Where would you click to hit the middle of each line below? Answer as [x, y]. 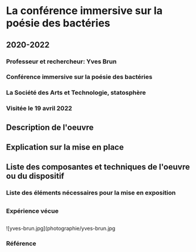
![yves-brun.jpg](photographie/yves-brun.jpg [61, 229]
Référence [21, 244]
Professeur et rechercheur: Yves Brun [61, 61]
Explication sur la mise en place [65, 147]
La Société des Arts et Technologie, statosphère [76, 93]
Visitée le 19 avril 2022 [39, 108]
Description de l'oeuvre [50, 127]
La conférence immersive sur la [85, 11]
